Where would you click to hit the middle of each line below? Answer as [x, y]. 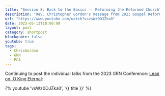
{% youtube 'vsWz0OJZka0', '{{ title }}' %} [48, 88]
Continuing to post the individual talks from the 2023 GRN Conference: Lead [82, 73]
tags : [11, 46]
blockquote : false [24, 37]
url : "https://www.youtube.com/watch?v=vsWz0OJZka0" [60, 19]
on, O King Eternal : [24, 79]
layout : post [18, 28]
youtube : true [20, 42]
